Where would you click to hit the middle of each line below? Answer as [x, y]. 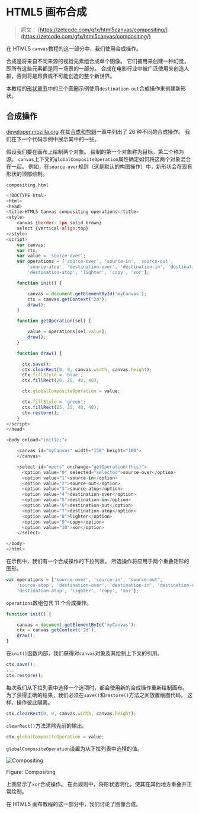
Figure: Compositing [31, 772]
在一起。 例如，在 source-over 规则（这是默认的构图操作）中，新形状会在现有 [99, 166]
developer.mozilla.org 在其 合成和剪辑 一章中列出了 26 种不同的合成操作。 [95, 131]
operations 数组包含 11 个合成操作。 [49, 603]
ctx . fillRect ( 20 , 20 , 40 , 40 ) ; [60, 380]
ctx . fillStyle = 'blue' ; [52, 375]
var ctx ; [28, 250]
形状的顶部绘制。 [27, 174]
